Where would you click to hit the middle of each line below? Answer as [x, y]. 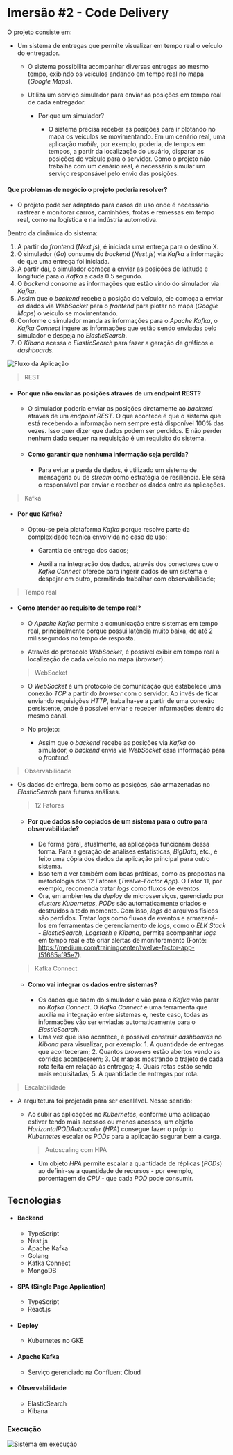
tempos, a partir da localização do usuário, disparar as [126, 151]
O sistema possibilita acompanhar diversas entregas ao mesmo [118, 66]
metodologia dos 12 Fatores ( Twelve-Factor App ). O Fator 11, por [130, 881]
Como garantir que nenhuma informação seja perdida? [108, 454]
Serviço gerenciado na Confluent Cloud [84, 1372]
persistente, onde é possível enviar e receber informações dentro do [126, 708]
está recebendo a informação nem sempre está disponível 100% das [126, 423]
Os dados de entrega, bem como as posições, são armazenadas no [113, 784]
